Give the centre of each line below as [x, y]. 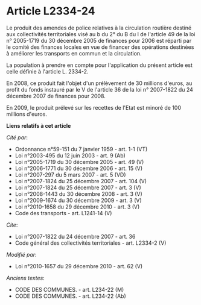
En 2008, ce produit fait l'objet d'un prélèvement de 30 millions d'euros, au [99, 83]
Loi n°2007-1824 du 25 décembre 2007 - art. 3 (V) [78, 187]
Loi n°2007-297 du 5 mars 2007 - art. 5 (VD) [70, 175]
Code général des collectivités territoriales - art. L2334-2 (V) [91, 243]
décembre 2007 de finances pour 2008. [56, 96]
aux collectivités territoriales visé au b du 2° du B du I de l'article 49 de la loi [101, 34]
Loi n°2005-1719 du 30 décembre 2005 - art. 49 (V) [79, 162]
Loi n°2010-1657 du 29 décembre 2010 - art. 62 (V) [79, 266]
